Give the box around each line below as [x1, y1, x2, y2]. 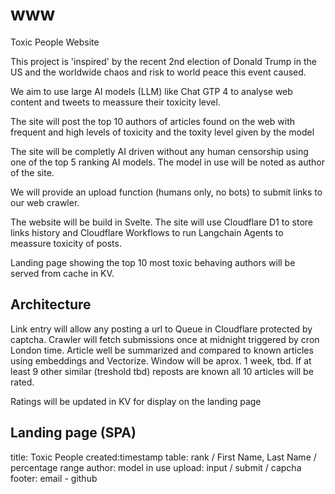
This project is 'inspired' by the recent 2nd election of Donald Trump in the [10, 55, 317, 67]
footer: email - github [10, 472, 98, 484]
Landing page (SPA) [10, 424, 137, 442]
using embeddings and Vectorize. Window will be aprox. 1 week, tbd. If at [10, 354, 312, 367]
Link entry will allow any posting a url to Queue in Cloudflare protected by [10, 323, 313, 335]
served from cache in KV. [10, 267, 115, 279]
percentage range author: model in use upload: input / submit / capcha [10, 461, 302, 473]
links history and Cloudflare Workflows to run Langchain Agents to [10, 226, 284, 238]
